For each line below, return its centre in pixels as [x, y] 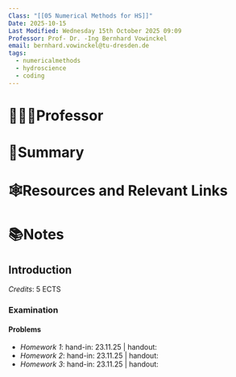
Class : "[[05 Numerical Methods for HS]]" [81, 16]
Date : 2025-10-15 [37, 23]
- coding [30, 76]
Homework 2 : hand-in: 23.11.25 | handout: [89, 356]
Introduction [40, 269]
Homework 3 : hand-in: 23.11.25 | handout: [89, 364]
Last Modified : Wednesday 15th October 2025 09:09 [95, 31]
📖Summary [46, 152]
